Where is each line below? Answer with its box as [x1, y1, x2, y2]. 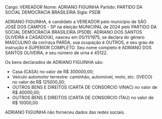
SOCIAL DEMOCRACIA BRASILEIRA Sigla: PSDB [5, 9, 101, 15]
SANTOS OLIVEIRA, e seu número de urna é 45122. [5, 50, 108, 56]
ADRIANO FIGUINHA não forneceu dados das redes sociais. [5, 109, 126, 115]
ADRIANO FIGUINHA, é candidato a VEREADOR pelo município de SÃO [5, 19, 147, 24]
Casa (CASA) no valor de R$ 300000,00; [12, 69, 94, 75]
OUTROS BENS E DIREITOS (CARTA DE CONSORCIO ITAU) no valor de [12, 95, 154, 100]
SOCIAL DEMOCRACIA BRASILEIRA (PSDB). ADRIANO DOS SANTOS [5, 29, 143, 35]
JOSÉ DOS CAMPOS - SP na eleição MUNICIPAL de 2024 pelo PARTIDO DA [5, 24, 157, 30]
